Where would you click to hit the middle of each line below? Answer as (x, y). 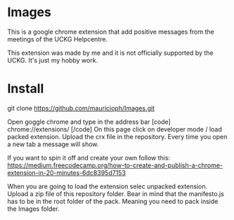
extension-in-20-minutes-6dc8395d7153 (67, 172)
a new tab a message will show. (53, 144)
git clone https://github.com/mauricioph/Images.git (81, 108)
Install (26, 89)
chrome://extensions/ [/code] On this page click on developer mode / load (115, 129)
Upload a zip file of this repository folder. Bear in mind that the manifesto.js (116, 193)
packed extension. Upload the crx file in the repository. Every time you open (117, 136)
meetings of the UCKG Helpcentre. (57, 39)
